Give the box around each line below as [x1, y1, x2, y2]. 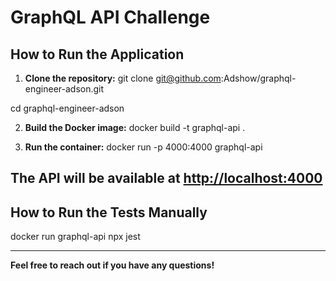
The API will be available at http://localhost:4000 [10, 170, 323, 187]
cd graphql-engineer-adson [10, 102, 125, 114]
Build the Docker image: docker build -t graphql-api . [24, 122, 246, 133]
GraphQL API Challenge [10, 6, 211, 29]
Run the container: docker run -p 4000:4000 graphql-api [24, 141, 263, 153]
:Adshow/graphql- [220, 72, 297, 84]
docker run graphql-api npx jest [10, 231, 141, 243]
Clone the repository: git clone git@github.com [24, 72, 222, 84]
